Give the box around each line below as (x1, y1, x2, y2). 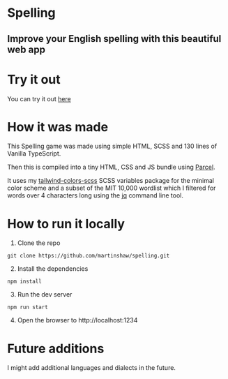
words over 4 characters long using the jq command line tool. (7, 191, 183, 200)
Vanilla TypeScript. (7, 149, 61, 158)
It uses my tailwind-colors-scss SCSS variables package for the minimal (7, 177, 215, 185)
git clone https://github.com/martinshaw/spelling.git (7, 253, 170, 260)
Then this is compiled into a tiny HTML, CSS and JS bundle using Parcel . (7, 163, 215, 172)
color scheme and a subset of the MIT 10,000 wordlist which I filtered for (7, 184, 216, 193)
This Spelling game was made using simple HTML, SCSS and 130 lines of (7, 142, 218, 151)
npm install (7, 278, 42, 285)
